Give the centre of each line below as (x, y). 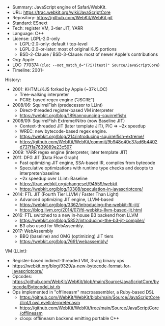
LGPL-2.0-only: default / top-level (53, 44)
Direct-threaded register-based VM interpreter (67, 110)
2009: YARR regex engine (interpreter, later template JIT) (70, 152)
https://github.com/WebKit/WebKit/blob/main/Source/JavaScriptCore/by (85, 282)
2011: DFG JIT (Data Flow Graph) (45, 157)
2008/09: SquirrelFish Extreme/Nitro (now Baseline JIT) (69, 121)
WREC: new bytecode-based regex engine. (63, 131)
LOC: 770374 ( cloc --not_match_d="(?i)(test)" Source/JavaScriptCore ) (86, 65)
